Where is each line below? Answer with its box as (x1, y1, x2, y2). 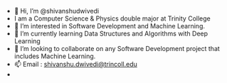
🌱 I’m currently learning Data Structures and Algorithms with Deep (14, 29, 208, 38)
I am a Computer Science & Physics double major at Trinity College (14, 14, 211, 23)
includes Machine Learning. (14, 52, 96, 60)
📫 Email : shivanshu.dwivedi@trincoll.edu (14, 60, 137, 68)
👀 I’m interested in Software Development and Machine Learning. (14, 22, 205, 30)
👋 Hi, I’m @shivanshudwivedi (14, 7, 100, 15)
